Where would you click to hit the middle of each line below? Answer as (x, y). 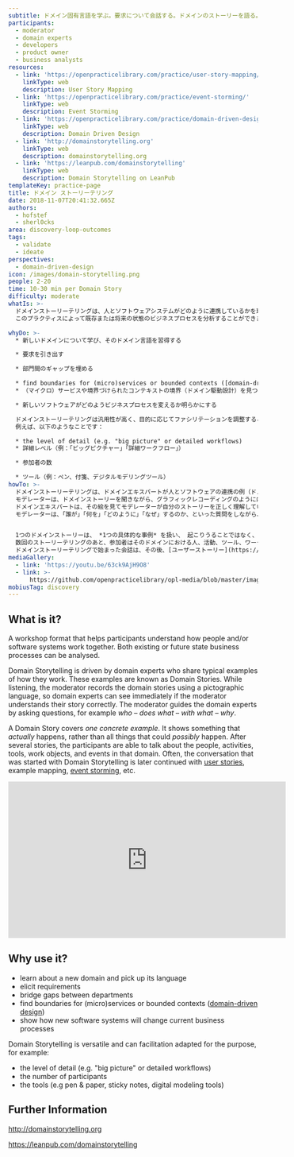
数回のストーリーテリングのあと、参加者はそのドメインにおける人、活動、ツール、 (130, 543)
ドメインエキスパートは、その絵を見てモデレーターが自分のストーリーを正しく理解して (136, 507)
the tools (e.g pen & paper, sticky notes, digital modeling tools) (122, 1085)
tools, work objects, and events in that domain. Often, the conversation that (131, 754)
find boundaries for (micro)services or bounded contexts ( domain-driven (139, 1003)
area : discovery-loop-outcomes (60, 230)
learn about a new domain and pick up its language (103, 977)
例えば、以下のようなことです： (60, 427)
